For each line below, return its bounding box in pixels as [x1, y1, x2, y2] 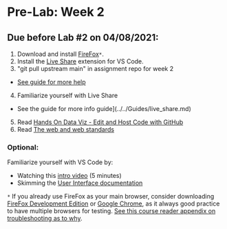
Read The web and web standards [17, 126, 115, 133]
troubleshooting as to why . [7, 215, 83, 223]
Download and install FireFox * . [17, 50, 105, 58]
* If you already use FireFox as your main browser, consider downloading [7, 192, 215, 201]
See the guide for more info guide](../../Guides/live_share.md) [17, 105, 191, 112]
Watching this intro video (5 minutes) [17, 172, 122, 180]
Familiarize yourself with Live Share [17, 91, 118, 99]
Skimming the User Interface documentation [17, 179, 143, 187]
